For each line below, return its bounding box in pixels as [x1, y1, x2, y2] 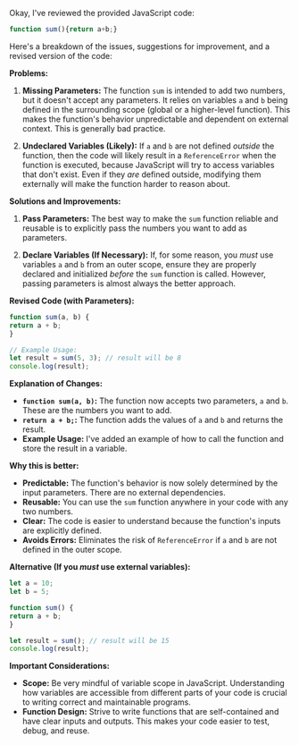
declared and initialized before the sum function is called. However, [21, 268, 266, 279]
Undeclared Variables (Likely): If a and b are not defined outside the [21, 140, 275, 151]
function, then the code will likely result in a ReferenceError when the [21, 149, 277, 160]
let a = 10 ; [9, 579, 54, 588]
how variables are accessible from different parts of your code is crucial [21, 688, 287, 698]
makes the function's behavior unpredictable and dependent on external [21, 114, 288, 124]
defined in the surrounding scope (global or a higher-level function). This [21, 104, 291, 114]
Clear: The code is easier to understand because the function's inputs [21, 516, 281, 527]
